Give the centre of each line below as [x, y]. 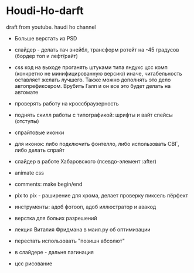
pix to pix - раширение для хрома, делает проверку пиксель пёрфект [101, 195]
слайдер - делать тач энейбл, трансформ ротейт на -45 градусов [97, 50]
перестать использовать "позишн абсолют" [69, 241]
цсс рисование [33, 263]
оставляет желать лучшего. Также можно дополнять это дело [93, 80]
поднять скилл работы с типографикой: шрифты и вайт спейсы [93, 115]
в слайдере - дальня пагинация [54, 252]
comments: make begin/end [48, 184]
